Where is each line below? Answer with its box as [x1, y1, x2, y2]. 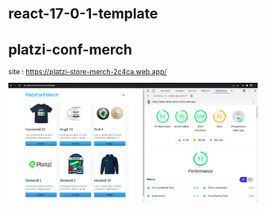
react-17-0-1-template [8, 5, 158, 23]
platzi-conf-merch [8, 41, 133, 59]
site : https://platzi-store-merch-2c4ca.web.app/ [8, 67, 167, 77]
